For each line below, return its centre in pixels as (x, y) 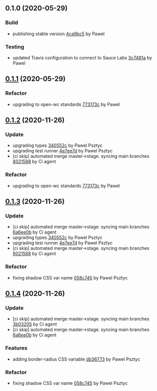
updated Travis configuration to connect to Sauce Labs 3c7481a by (82, 58)
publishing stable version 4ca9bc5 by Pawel (59, 34)
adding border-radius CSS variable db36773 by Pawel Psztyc (76, 359)
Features (16, 348)
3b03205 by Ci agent (35, 324)
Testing (15, 46)
